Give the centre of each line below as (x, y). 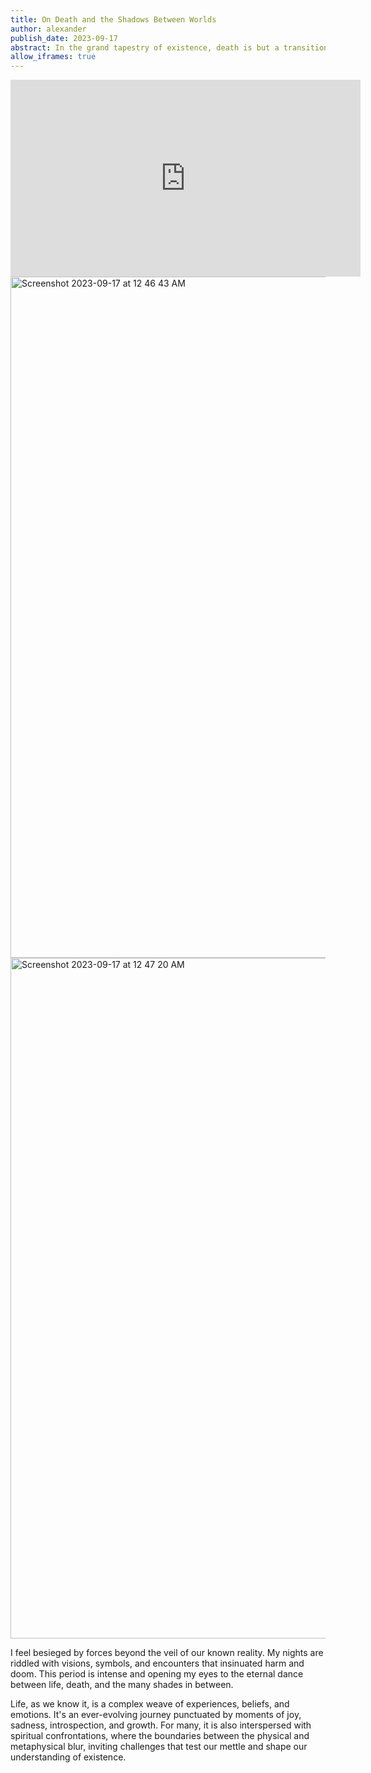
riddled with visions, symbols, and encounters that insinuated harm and (157, 1663)
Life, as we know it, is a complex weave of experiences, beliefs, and (150, 1704)
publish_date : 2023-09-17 (64, 38)
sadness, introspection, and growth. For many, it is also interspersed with (161, 1725)
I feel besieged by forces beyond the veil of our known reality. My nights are (167, 1653)
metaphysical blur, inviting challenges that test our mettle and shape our (159, 1747)
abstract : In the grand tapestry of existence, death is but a (145, 47)
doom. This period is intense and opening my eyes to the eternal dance (157, 1674)
